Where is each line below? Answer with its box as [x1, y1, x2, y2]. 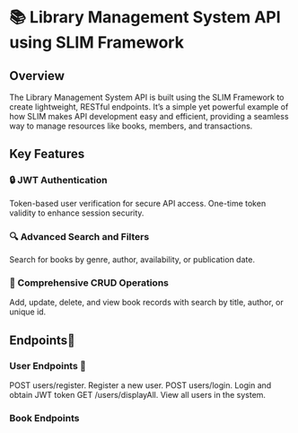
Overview [9, 68, 66, 84]
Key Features [9, 146, 85, 162]
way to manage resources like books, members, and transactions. [9, 120, 253, 131]
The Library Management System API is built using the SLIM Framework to [9, 92, 285, 102]
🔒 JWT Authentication [9, 174, 108, 187]
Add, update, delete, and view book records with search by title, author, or [9, 297, 285, 308]
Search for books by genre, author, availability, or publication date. [9, 253, 256, 265]
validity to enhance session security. [9, 208, 145, 218]
